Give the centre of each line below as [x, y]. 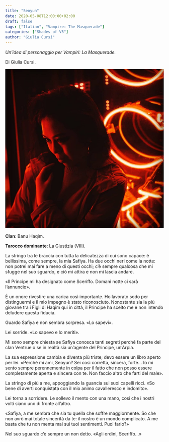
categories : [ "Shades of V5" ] [37, 32]
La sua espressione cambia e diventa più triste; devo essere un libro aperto [83, 357]
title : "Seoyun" [22, 11]
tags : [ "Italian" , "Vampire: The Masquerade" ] [55, 27]
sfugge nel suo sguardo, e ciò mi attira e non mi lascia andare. [70, 272]
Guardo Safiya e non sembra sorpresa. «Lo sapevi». [59, 322]
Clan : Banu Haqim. [25, 236]
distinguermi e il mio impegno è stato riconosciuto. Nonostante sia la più [80, 302]
